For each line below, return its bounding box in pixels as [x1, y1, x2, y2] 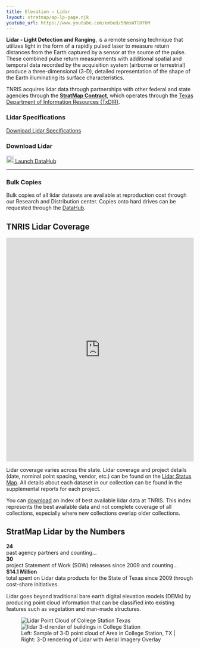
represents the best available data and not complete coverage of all [6, 503, 172, 511]
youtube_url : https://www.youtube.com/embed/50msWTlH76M [6, 20, 151, 26]
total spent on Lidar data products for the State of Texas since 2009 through [6, 574, 193, 582]
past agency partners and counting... [6, 549, 97, 556]
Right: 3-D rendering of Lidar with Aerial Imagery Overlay [21, 636, 161, 643]
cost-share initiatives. [6, 580, 60, 588]
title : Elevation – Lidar [6, 8, 70, 15]
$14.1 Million [6, 568, 37, 575]
